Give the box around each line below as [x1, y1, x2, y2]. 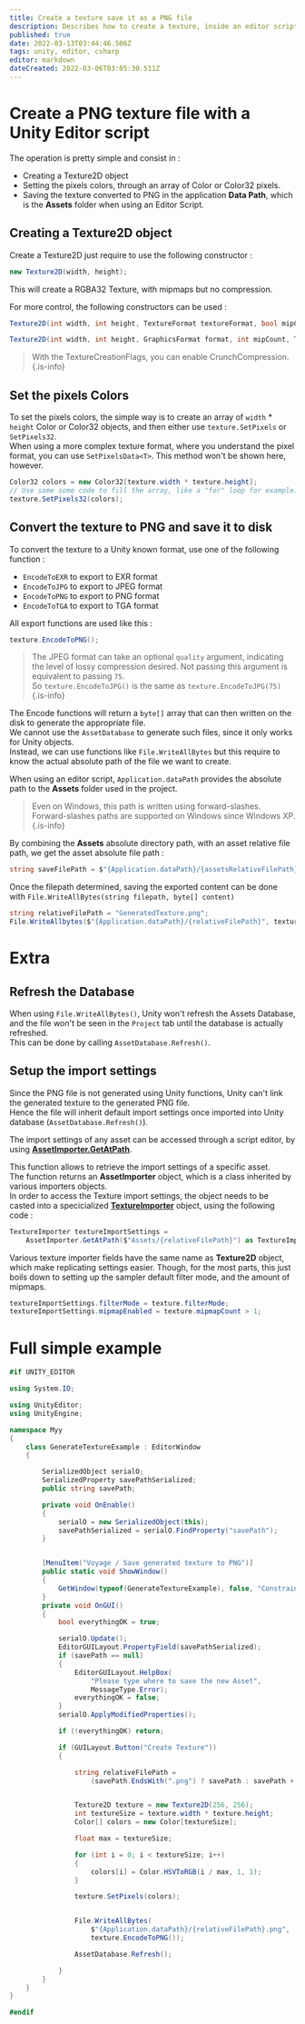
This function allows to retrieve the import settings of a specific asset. [9, 1161, 271, 1172]
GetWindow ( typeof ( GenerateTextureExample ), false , [57, 1583, 254, 1593]
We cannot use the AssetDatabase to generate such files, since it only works [9, 727, 293, 738]
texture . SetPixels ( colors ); [74, 1892, 181, 1901]
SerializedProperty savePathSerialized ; [42, 1476, 197, 1485]
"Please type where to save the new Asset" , [90, 1676, 261, 1686]
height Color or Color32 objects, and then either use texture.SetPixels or [9, 422, 287, 433]
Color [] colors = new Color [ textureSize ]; [74, 1818, 238, 1827]
